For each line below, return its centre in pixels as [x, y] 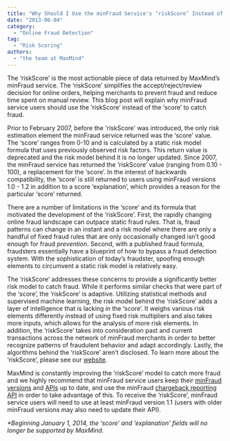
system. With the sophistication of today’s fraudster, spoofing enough [106, 258]
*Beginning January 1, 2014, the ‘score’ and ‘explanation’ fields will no [107, 423]
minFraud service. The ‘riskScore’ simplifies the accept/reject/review [105, 85]
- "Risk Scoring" [38, 45]
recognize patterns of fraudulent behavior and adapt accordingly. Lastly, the [115, 345]
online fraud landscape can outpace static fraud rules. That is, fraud [104, 222]
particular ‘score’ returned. [45, 194]
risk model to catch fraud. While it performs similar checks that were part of [115, 286]
